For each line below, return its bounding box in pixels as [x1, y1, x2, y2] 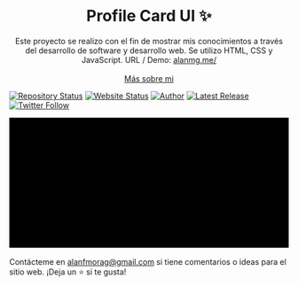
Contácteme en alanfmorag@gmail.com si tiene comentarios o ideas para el [9, 257, 286, 267]
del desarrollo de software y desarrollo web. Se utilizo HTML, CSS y [25, 45, 273, 56]
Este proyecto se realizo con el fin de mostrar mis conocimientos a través [14, 35, 284, 46]
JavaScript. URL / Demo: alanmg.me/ [81, 54, 217, 65]
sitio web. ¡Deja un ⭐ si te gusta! [9, 267, 127, 277]
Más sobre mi [123, 73, 175, 84]
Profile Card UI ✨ [86, 6, 212, 27]
